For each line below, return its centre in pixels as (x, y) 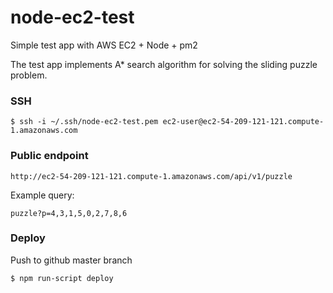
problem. (29, 75)
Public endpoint (49, 156)
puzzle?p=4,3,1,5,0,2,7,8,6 (69, 213)
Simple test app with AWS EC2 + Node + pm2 (104, 45)
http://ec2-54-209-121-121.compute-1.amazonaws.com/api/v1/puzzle (151, 176)
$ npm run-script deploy (62, 278)
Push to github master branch (71, 260)
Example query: (42, 195)
